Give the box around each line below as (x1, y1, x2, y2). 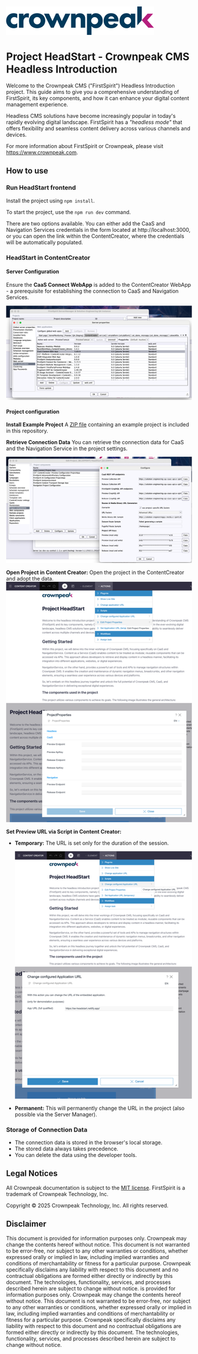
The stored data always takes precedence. (14, 1145, 119, 1152)
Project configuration (6, 408, 60, 415)
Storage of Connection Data (6, 1125, 88, 1133)
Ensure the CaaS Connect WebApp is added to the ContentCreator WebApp (6, 281, 192, 288)
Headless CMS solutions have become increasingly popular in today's (6, 112, 176, 119)
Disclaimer (6, 1219, 47, 1229)
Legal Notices (6, 1169, 58, 1179)
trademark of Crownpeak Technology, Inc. (6, 1190, 109, 1198)
